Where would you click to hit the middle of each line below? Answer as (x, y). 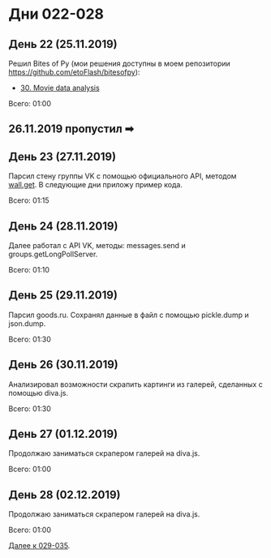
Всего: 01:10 (29, 270)
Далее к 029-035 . (39, 546)
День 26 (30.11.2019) (64, 365)
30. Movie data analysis (60, 88)
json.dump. (27, 323)
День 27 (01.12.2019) (63, 434)
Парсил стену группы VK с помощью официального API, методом (123, 176)
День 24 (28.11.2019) (63, 226)
